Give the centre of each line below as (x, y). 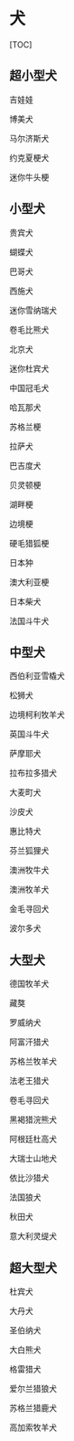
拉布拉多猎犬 (33, 773)
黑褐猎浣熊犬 (33, 1119)
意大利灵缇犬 (33, 1236)
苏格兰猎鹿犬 (33, 1408)
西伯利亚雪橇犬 (37, 676)
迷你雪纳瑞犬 (33, 310)
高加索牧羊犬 (33, 1427)
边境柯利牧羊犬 (37, 715)
